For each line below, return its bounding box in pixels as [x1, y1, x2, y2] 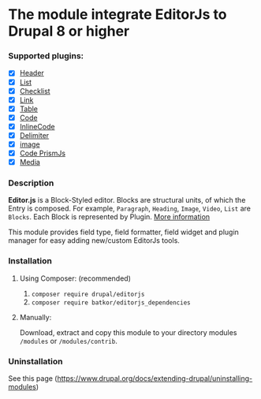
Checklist [19, 86, 50, 95]
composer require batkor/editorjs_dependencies [31, 298, 191, 307]
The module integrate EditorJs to [8, 6, 227, 24]
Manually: [19, 312, 52, 322]
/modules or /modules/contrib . [19, 336, 118, 345]
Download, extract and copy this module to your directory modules [19, 327, 237, 337]
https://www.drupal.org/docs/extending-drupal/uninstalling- [57, 374, 253, 383]
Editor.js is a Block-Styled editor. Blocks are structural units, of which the [8, 196, 246, 205]
